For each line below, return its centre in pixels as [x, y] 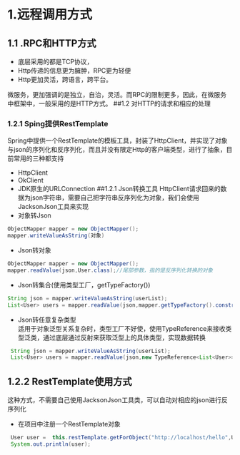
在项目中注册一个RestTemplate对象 [69, 424]
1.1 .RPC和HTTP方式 [52, 43]
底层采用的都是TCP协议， [55, 62]
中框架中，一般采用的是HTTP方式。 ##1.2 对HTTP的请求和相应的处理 [109, 103]
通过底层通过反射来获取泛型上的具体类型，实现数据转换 [124, 337]
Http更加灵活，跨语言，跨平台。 [65, 80]
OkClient [31, 180]
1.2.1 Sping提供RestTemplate [58, 123]
